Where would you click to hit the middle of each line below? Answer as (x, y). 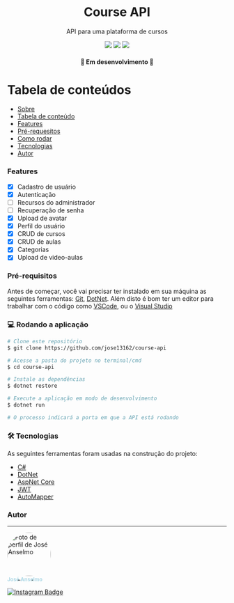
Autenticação (36, 194)
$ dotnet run (26, 405)
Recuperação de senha (50, 210)
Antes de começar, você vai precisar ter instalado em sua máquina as (107, 291)
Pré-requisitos (32, 276)
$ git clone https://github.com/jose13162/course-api (87, 348)
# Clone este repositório (45, 341)
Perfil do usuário (41, 226)
